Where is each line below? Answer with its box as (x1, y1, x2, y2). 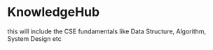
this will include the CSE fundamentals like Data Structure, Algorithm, (7, 27, 207, 35)
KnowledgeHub (7, 4, 100, 20)
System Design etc (7, 34, 62, 42)
